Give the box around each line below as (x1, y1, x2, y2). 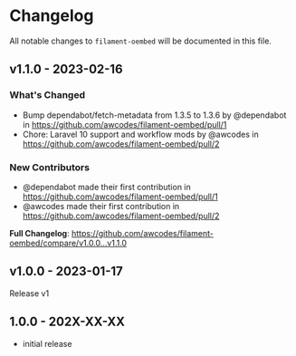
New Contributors (9, 160, 91, 173)
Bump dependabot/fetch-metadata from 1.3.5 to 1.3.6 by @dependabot (22, 110, 287, 120)
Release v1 (9, 287, 50, 299)
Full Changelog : (9, 227, 70, 238)
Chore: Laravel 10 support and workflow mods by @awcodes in (22, 129, 260, 140)
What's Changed (9, 89, 86, 101)
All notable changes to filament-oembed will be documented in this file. (9, 35, 272, 46)
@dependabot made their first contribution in (22, 181, 192, 192)
